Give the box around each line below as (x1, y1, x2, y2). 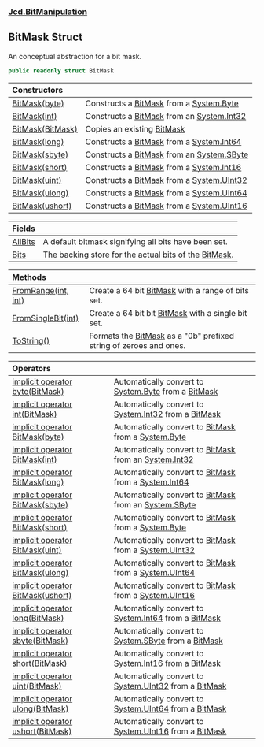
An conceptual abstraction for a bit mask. (8, 51, 142, 61)
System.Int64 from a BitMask (113, 612, 222, 623)
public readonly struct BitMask (8, 66, 114, 75)
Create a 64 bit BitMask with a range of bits (89, 284, 249, 295)
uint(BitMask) (12, 680, 62, 691)
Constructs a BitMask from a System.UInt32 (85, 174, 247, 185)
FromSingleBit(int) (12, 312, 79, 323)
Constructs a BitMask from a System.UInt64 (85, 188, 247, 199)
